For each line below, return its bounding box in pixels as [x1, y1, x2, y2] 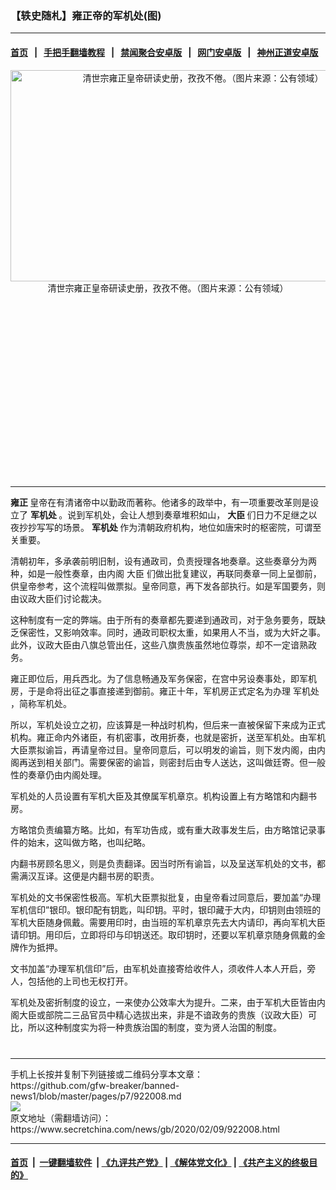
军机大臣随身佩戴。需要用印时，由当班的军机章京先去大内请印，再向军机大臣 [10, 916, 326, 928]
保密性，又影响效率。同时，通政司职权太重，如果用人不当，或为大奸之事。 [18, 626, 326, 638]
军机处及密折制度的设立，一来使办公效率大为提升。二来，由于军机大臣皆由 [10, 996, 317, 1008]
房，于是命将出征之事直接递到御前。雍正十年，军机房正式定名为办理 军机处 [10, 685, 320, 697]
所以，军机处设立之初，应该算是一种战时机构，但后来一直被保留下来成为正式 [10, 718, 326, 731]
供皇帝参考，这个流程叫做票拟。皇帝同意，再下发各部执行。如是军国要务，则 [10, 580, 326, 592]
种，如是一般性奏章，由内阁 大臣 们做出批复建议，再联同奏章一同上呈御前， [10, 567, 322, 579]
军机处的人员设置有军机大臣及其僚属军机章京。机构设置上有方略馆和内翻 [10, 790, 308, 802]
